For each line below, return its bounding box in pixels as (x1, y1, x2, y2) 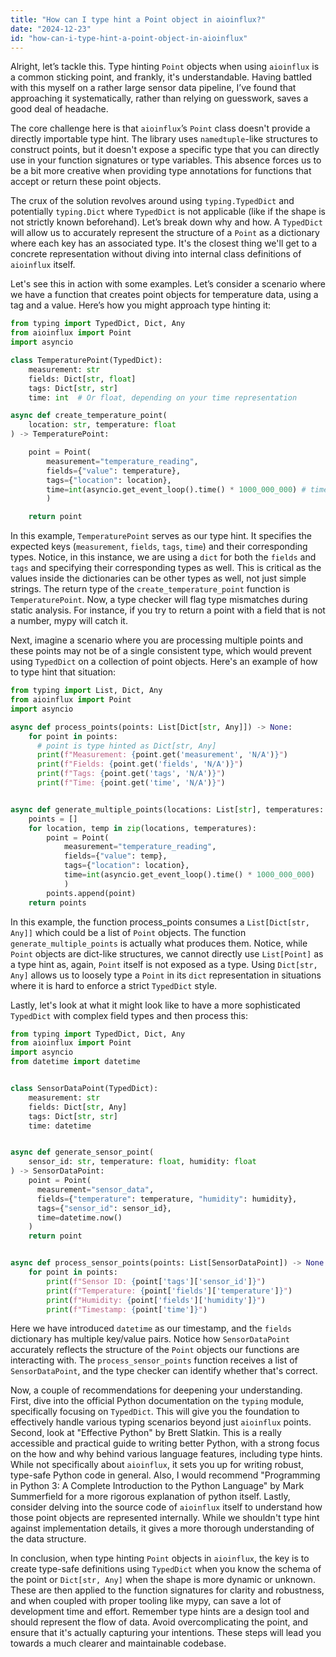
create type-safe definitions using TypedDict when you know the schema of (10, 1563, 322, 1575)
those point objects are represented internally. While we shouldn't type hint (10, 1512, 320, 1524)
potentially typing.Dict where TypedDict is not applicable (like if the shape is (10, 206, 327, 218)
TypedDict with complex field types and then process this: (10, 1009, 248, 1021)
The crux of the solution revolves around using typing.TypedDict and (10, 195, 295, 207)
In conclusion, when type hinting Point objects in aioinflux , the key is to (10, 1552, 310, 1565)
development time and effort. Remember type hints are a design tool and (10, 1606, 310, 1618)
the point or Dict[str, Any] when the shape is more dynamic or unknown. (10, 1574, 316, 1586)
